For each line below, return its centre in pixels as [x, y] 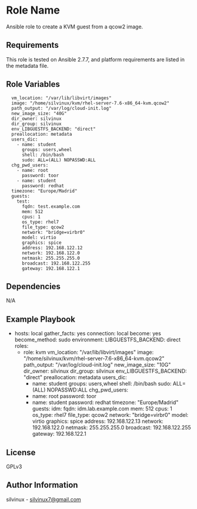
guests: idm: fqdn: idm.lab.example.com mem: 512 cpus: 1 [102, 409]
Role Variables [33, 84]
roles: [21, 346]
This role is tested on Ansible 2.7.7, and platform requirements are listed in [96, 59]
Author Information [42, 485]
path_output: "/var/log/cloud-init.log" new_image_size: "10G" [97, 365]
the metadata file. [27, 66]
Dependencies [33, 286]
